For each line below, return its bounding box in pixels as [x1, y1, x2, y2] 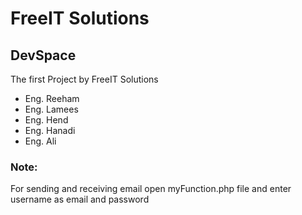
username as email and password [10, 193, 150, 206]
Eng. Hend [24, 114, 69, 126]
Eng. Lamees [24, 103, 79, 115]
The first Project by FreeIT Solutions [10, 73, 159, 85]
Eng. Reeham [24, 93, 80, 104]
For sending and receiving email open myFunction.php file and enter [10, 183, 292, 195]
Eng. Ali [24, 135, 57, 147]
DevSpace [10, 47, 77, 64]
